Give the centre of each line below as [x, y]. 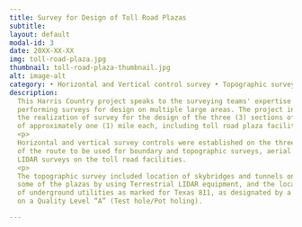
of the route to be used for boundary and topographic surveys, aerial [155, 151]
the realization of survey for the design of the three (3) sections [150, 118]
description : [34, 92]
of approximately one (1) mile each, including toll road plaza [140, 127]
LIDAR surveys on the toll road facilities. [102, 159]
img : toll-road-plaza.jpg [58, 59]
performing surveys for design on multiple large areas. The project [150, 109]
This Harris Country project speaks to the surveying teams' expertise [155, 101]
